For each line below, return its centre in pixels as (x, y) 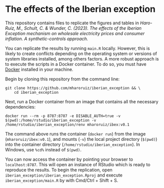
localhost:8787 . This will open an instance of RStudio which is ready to (78, 164)
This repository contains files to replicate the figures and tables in (72, 23)
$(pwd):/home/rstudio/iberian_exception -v (51, 120)
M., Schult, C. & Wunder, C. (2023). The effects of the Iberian (79, 28)
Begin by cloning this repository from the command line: (62, 79)
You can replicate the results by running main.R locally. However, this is (78, 48)
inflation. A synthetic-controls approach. (47, 39)
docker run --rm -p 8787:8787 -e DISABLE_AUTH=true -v (63, 116)
